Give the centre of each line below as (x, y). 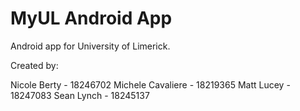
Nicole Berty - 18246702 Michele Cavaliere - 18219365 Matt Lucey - (150, 84)
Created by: (34, 65)
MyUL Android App (91, 18)
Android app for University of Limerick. (90, 46)
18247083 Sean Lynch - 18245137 (80, 95)
